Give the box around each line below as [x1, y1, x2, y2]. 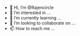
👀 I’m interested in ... [9, 10, 51, 16]
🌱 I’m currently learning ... [9, 15, 62, 20]
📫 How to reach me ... [9, 26, 55, 31]
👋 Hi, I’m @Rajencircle [9, 5, 54, 10]
